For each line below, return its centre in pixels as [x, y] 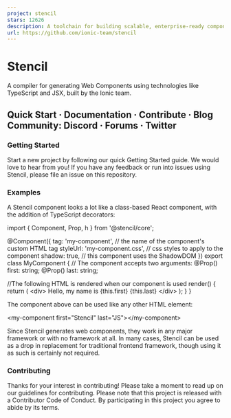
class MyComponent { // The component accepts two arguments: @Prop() [112, 263]
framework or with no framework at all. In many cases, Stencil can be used [113, 338]
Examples [24, 192]
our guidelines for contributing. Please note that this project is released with [114, 393]
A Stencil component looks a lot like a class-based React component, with [112, 208]
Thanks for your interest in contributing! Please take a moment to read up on [115, 386]
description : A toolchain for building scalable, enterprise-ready [106, 26]
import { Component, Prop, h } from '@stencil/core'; [81, 228]
